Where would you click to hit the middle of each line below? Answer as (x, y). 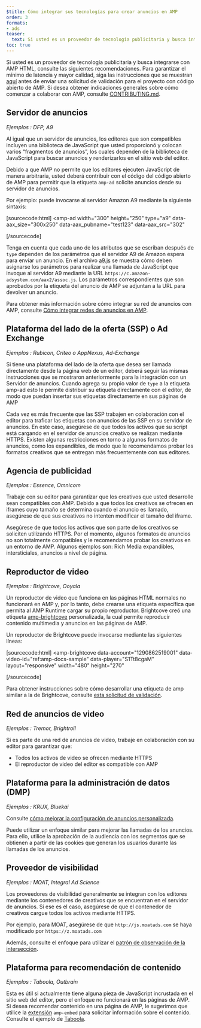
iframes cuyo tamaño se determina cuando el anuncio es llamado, (87, 510)
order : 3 (17, 17)
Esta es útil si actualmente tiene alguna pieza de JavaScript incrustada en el (100, 993)
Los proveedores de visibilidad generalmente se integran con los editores (97, 894)
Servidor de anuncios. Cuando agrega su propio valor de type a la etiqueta (98, 383)
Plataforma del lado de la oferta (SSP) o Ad (87, 329)
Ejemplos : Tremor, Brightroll (41, 728)
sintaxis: (16, 206)
